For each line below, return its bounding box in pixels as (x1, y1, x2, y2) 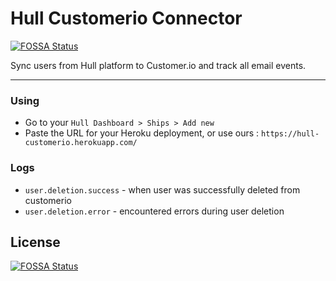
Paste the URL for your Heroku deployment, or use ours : (24, 127, 260, 139)
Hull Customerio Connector (10, 7, 243, 30)
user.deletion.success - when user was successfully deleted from (24, 183, 301, 196)
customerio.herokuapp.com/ (24, 138, 138, 148)
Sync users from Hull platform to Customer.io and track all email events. (10, 59, 307, 71)
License (10, 233, 61, 251)
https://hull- (261, 129, 320, 139)
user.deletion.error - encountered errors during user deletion (24, 205, 285, 217)
